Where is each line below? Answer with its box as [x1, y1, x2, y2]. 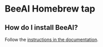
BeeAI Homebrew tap [5, 3, 95, 15]
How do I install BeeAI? [5, 23, 78, 32]
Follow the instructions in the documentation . [5, 36, 99, 42]
